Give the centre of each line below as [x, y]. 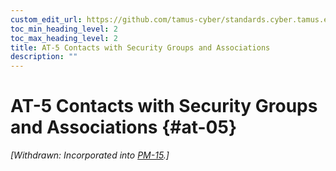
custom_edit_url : [46, 19]
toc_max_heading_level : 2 [64, 38]
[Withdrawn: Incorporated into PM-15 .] [90, 155]
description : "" [44, 57]
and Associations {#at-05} [124, 127]
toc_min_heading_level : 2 [64, 29]
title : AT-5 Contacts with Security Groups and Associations [140, 47]
